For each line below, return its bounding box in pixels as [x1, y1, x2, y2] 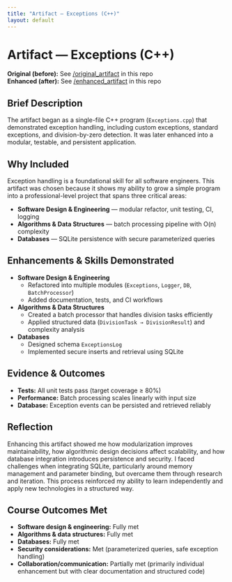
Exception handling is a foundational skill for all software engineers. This [7, 177, 215, 185]
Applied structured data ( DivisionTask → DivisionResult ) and [27, 318, 206, 326]
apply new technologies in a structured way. [7, 484, 134, 492]
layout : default [7, 17, 54, 24]
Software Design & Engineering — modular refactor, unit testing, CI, [17, 205, 214, 213]
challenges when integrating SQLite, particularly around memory [7, 461, 193, 470]
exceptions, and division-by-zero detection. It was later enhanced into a [7, 130, 214, 139]
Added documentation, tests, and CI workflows [27, 296, 163, 304]
